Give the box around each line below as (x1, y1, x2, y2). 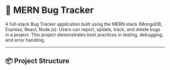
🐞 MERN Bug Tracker (5, 4, 94, 16)
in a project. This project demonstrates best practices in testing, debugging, (5, 31, 163, 37)
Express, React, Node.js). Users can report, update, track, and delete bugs (5, 26, 161, 32)
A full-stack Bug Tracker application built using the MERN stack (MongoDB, (5, 21, 163, 27)
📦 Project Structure (5, 57, 70, 65)
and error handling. (5, 37, 46, 43)
